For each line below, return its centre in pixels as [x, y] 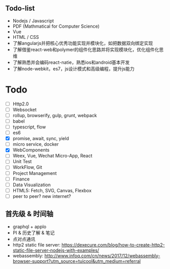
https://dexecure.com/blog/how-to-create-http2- [113, 244]
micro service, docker [36, 144]
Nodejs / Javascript [33, 20]
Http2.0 [21, 104]
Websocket [25, 109]
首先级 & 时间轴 [29, 214]
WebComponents [31, 150]
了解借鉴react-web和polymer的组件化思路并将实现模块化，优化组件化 [86, 49]
